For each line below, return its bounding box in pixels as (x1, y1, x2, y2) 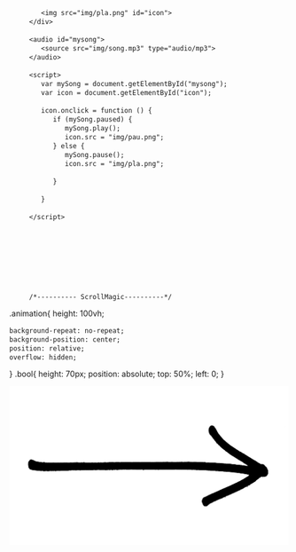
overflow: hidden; (9, 353, 77, 362)
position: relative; (9, 344, 86, 353)
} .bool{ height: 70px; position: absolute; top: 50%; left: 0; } (9, 368, 224, 379)
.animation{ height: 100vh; (9, 308, 105, 319)
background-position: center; (9, 335, 121, 344)
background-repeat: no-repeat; (9, 327, 125, 335)
